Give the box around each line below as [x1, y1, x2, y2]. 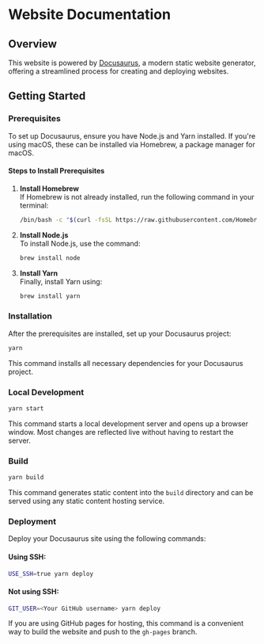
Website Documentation [8, 6, 172, 24]
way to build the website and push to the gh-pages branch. [8, 627, 198, 637]
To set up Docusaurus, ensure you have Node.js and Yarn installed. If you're [8, 131, 256, 140]
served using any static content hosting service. [8, 497, 165, 506]
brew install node [19, 253, 81, 262]
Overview [8, 37, 58, 51]
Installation [8, 311, 53, 322]
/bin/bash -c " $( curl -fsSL [19, 215, 113, 223]
